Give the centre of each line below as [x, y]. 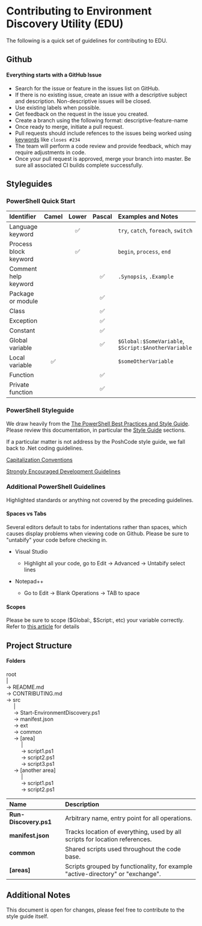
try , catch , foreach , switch [155, 231]
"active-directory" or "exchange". [113, 874]
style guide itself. [27, 916]
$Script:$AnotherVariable [155, 348]
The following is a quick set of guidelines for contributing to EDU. [87, 40]
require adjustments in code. [50, 152]
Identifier [23, 217]
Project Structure [39, 645]
